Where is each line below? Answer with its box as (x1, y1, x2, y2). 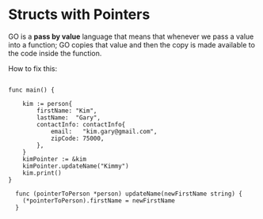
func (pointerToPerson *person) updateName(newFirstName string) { (15, 190, 243, 198)
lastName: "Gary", (36, 113, 101, 122)
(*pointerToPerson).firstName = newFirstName (22, 196, 176, 205)
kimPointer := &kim (22, 155, 87, 163)
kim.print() (22, 168, 62, 177)
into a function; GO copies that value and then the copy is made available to (8, 40, 256, 49)
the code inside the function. (8, 48, 102, 58)
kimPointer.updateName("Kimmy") (22, 162, 129, 170)
